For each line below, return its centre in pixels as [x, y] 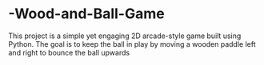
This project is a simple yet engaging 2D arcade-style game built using [125, 36]
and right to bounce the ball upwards [69, 52]
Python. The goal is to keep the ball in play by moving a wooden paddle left [132, 44]
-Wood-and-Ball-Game [87, 14]
